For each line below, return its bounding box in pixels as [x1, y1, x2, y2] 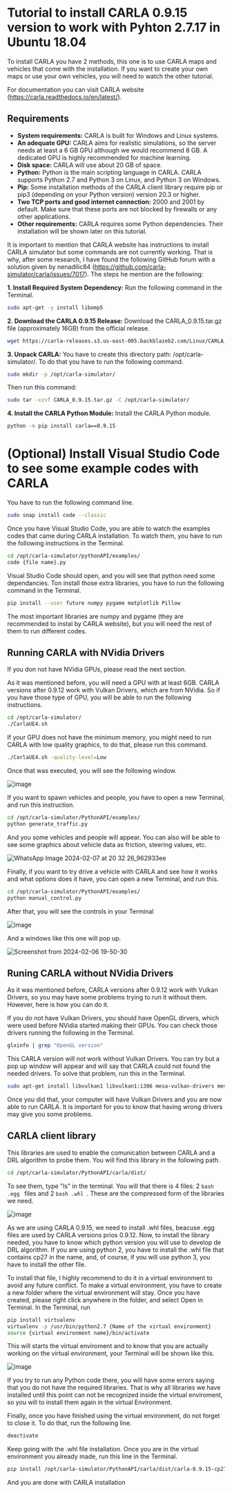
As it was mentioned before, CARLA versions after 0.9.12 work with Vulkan [7, 986, 219, 994]
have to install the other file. [7, 1260, 86, 1268]
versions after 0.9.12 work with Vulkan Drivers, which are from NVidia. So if [7, 686, 221, 695]
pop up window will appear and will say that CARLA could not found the [7, 1062, 211, 1070]
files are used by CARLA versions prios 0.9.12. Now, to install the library [7, 1230, 210, 1239]
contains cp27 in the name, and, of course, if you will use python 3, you [7, 1252, 211, 1261]
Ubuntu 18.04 [7, 35, 87, 50]
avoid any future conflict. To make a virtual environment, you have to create [7, 1281, 222, 1289]
